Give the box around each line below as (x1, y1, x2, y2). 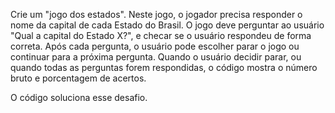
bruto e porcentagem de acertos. (10, 72, 147, 84)
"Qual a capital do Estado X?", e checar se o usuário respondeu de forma (10, 30, 312, 41)
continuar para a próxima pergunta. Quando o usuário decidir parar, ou (10, 51, 302, 63)
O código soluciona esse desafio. (10, 92, 148, 103)
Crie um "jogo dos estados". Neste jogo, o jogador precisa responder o (10, 9, 303, 20)
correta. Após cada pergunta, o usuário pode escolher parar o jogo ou (10, 40, 300, 52)
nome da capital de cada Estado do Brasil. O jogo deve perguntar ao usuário (10, 19, 325, 31)
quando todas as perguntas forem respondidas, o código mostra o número (10, 62, 318, 73)
